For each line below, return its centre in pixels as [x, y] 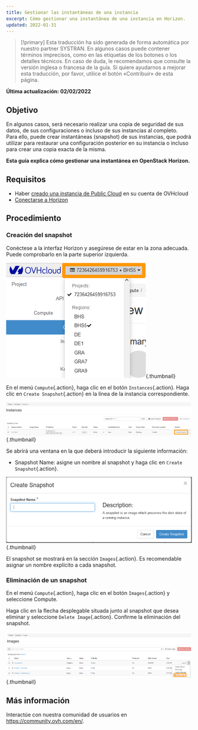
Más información [38, 700]
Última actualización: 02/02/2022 [49, 91]
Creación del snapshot [39, 235]
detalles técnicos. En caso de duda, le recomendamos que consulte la [105, 61]
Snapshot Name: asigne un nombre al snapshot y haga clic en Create [98, 463]
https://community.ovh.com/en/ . [45, 721]
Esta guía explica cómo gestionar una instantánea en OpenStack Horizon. [98, 161]
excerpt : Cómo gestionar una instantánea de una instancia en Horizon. [96, 19]
